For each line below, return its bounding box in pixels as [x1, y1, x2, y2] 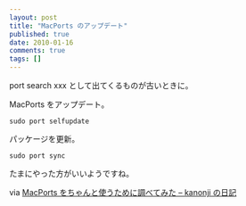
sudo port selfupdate [9, 117, 90, 126]
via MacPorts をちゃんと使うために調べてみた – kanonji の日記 [9, 187, 237, 197]
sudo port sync [9, 152, 66, 161]
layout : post [9, 12, 58, 22]
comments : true [9, 46, 66, 55]
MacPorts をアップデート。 [9, 99, 110, 110]
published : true [9, 29, 70, 38]
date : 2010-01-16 [9, 37, 74, 47]
